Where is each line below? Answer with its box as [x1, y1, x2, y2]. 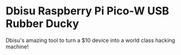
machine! [5, 43, 29, 50]
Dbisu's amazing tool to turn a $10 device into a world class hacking [5, 36, 176, 44]
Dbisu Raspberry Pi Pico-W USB [5, 4, 169, 18]
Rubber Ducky [5, 17, 79, 30]
